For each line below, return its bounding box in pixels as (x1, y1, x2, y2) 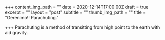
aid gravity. (5, 30, 28, 35)
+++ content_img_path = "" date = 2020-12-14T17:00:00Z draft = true (5, 4, 149, 10)
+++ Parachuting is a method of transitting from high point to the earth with (5, 24, 160, 30)
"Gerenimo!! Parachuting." (5, 15, 59, 20)
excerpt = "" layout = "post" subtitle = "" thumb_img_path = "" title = (5, 9, 146, 15)
